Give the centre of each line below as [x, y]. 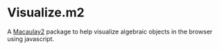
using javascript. [31, 38]
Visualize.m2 [46, 13]
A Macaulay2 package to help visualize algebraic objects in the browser [110, 32]
